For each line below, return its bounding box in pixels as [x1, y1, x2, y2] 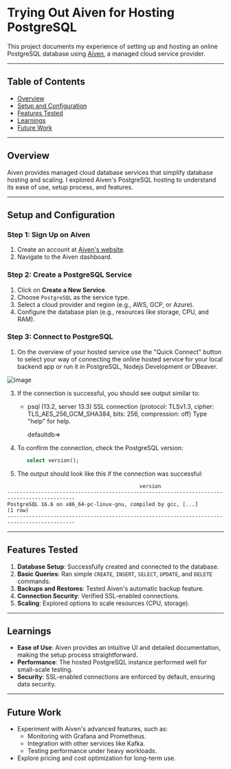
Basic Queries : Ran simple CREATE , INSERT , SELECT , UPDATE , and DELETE [16, 569, 213, 578]
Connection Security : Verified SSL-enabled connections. [16, 591, 180, 600]
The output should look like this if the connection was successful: [16, 470, 203, 478]
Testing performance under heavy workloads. [27, 747, 157, 755]
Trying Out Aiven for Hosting [7, 5, 175, 21]
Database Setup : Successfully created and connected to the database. [16, 562, 219, 571]
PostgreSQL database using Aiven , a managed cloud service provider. [7, 50, 206, 58]
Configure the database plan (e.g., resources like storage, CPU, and [16, 308, 209, 316]
